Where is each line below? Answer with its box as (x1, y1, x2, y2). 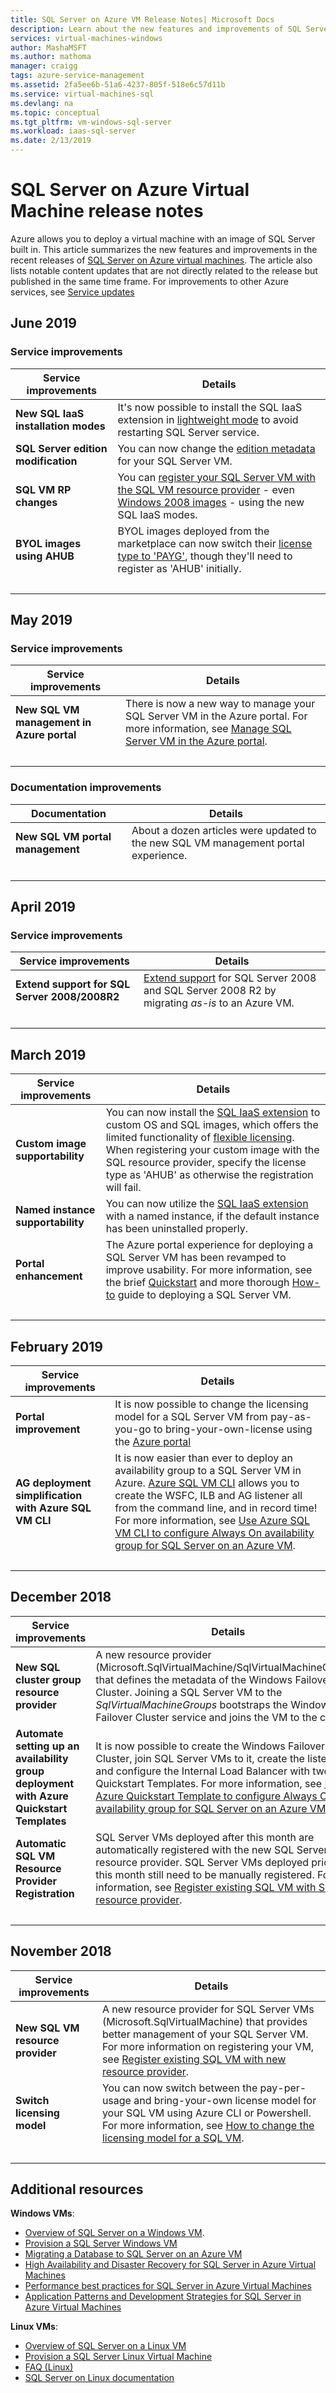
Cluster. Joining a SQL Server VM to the (95, 1685, 283, 1699)
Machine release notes (10, 200, 204, 223)
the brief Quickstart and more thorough (105, 1276, 290, 1290)
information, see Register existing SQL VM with (95, 1880, 317, 1894)
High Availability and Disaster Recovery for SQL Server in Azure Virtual (24, 2259, 317, 2271)
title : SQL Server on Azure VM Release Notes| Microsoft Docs (10, 14, 275, 25)
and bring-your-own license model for (133, 2093, 317, 2107)
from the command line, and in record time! (114, 1501, 318, 1515)
